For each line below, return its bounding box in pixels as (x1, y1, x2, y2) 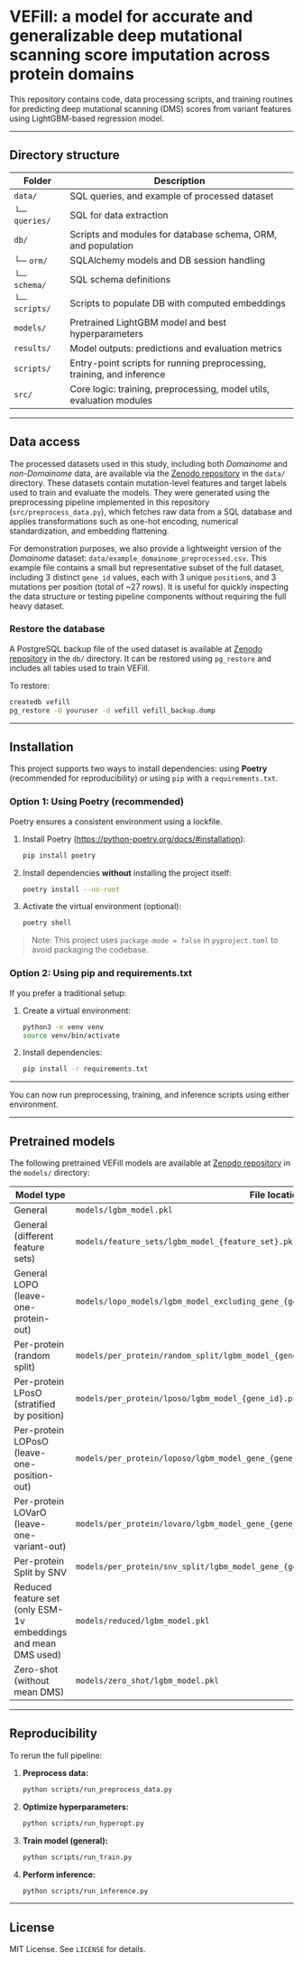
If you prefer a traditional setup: (9, 987, 127, 999)
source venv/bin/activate (22, 1031, 120, 1040)
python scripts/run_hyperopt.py (22, 1818, 144, 1827)
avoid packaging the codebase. (31, 944, 149, 955)
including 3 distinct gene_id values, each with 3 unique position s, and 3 (9, 572, 277, 582)
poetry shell (22, 918, 72, 927)
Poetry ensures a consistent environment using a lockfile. (9, 815, 223, 827)
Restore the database (9, 623, 106, 636)
